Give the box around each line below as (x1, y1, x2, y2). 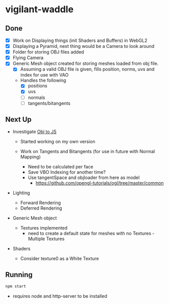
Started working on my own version (20, 139, 95, 145)
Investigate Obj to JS (12, 129, 57, 135)
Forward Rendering (20, 200, 61, 206)
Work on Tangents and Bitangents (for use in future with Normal (20, 148, 155, 155)
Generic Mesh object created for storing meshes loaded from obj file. (12, 60, 159, 67)
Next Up (5, 115, 32, 124)
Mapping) (20, 154, 41, 160)
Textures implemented (20, 225, 68, 231)
